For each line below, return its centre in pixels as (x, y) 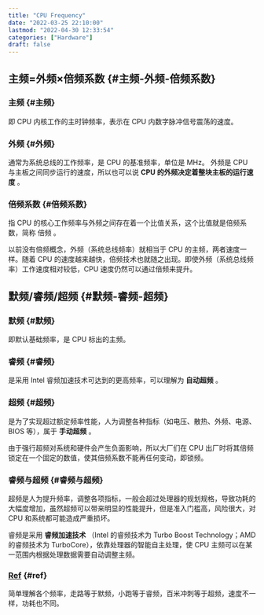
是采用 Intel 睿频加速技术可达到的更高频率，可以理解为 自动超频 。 (115, 380)
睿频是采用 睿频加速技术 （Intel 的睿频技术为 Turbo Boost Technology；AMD (132, 535)
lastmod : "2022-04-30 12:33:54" (61, 30)
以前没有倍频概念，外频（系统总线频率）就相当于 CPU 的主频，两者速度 (124, 249)
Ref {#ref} (28, 575)
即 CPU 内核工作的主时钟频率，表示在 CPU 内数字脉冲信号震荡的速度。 (123, 121)
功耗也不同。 (42, 603)
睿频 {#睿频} (32, 362)
